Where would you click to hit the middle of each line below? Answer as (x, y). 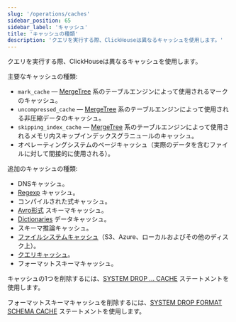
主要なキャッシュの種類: (43, 77)
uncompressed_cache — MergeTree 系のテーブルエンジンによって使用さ (120, 109)
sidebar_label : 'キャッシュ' (48, 27)
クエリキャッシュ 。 (46, 255)
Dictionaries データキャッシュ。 (64, 219)
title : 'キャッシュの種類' (43, 34)
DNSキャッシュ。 (43, 184)
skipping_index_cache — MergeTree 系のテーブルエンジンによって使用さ (123, 127)
